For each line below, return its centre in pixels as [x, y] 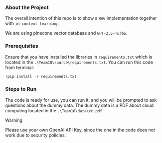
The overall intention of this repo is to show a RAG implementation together [81, 18]
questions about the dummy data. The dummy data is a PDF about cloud [80, 105]
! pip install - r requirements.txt [41, 76]
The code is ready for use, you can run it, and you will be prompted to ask [81, 100]
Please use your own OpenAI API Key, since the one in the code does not [80, 130]
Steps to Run [21, 89]
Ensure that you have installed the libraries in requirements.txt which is [79, 57]
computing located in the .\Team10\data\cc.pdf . [54, 110]
